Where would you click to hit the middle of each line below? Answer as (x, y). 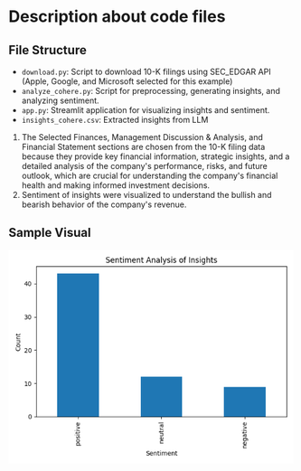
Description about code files (117, 17)
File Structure (47, 50)
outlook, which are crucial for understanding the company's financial (150, 175)
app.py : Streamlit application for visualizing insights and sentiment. (146, 110)
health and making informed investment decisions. (115, 185)
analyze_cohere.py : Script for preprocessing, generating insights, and (151, 91)
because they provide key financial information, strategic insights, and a (155, 156)
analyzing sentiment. (61, 100)
